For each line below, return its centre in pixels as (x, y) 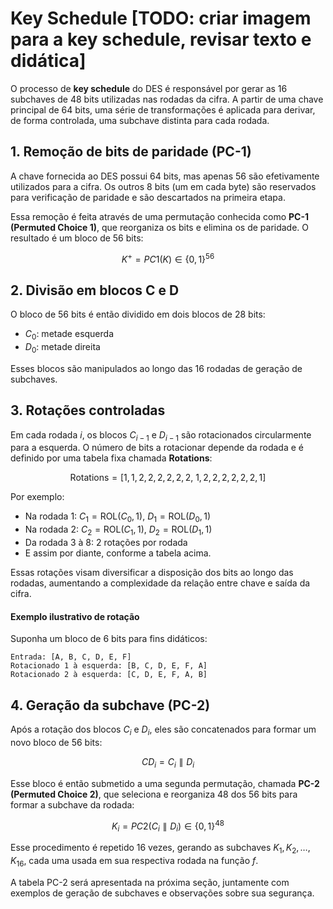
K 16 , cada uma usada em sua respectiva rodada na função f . (134, 861)
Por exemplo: (37, 497)
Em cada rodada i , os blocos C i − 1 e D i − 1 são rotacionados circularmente (161, 435)
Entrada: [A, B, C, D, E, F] (71, 657)
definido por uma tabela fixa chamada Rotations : (111, 458)
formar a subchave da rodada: (72, 804)
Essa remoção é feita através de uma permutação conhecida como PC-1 (159, 216)
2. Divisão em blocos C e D (95, 290)
